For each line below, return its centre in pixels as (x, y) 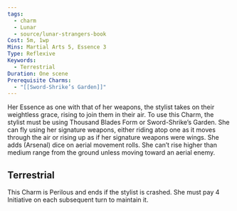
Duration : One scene (38, 73)
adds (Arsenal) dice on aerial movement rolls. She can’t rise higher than (112, 145)
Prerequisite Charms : (39, 80)
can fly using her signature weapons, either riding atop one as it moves (111, 130)
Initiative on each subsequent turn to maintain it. (78, 200)
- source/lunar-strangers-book (60, 34)
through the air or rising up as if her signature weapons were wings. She (113, 138)
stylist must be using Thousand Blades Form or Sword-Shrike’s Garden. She (118, 123)
